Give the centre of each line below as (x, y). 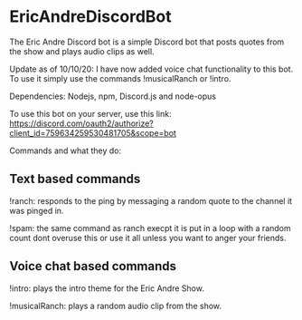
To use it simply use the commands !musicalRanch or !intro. (120, 78)
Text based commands (75, 179)
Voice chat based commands (93, 266)
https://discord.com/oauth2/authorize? (81, 123)
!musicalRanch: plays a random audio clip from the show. (116, 305)
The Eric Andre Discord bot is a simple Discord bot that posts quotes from (147, 42)
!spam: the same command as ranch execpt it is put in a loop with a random (150, 228)
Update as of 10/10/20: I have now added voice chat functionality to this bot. (151, 69)
